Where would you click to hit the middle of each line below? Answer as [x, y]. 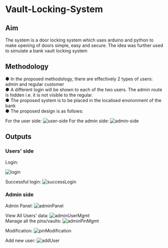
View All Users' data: [27, 215]
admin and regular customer [35, 84]
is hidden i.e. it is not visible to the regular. [49, 95]
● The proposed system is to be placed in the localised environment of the [83, 100]
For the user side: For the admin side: [57, 121]
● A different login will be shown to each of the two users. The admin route [84, 89]
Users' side [19, 151]
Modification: [19, 230]
